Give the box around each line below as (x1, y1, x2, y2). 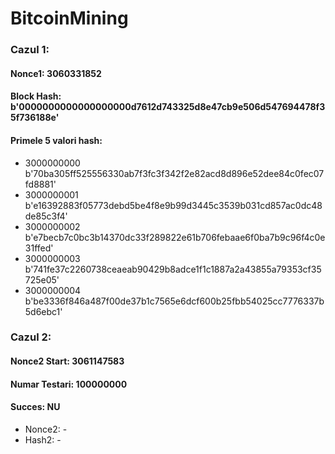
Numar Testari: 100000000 (10, 378, 128, 390)
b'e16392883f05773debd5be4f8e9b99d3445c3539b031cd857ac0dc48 (24, 199, 323, 211)
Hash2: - (24, 433, 62, 446)
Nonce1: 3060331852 (10, 67, 102, 79)
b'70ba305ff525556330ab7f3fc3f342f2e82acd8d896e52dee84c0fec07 (24, 167, 325, 179)
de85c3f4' (24, 210, 68, 222)
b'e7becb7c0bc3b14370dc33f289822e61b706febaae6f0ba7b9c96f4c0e (24, 231, 326, 243)
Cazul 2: (10, 330, 52, 344)
